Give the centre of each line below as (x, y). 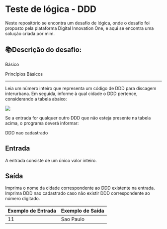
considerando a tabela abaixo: (36, 99)
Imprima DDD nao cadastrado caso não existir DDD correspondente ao (78, 193)
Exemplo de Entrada (32, 211)
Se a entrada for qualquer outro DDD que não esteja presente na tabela (78, 117)
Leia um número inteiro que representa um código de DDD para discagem (81, 88)
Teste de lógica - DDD (51, 9)
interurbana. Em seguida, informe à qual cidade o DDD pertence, (71, 94)
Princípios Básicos (24, 74)
